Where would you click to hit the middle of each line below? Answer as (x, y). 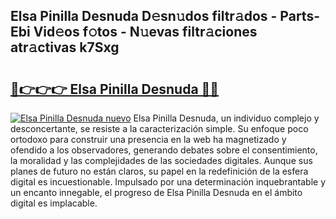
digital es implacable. (54, 203)
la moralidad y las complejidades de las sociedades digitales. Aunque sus (161, 160)
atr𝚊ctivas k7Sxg (65, 47)
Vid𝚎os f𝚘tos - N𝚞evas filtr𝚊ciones (145, 32)
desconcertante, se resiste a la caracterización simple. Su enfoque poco (159, 128)
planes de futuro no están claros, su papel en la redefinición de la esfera (159, 171)
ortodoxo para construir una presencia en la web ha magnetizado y (148, 139)
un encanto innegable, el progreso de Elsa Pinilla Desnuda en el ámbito (156, 192)
